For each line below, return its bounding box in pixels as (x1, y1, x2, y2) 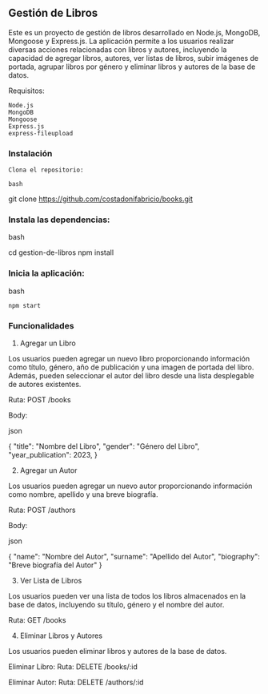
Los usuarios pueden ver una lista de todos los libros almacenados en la (8, 591, 246, 600)
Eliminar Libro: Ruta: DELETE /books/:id (8, 662, 138, 672)
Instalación (8, 147, 53, 159)
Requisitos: (8, 86, 46, 95)
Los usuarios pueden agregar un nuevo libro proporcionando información (8, 354, 250, 363)
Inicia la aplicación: (8, 268, 86, 279)
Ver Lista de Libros (19, 576, 82, 585)
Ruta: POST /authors (8, 505, 76, 514)
